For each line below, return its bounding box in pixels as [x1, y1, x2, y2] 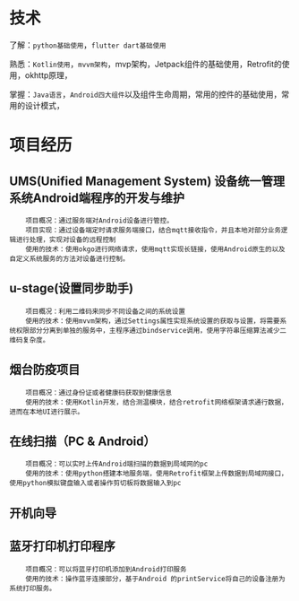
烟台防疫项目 [9, 362, 81, 378]
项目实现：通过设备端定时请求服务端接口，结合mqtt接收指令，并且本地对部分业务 [25, 225, 282, 234]
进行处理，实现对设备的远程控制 [15, 235, 116, 244]
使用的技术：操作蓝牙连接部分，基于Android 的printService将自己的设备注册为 [25, 574, 286, 583]
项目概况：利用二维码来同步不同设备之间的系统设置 [25, 307, 186, 316]
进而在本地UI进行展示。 [9, 407, 85, 416]
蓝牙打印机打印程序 [9, 539, 115, 554]
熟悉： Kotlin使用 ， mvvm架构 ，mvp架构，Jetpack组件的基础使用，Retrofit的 [9, 58, 282, 69]
